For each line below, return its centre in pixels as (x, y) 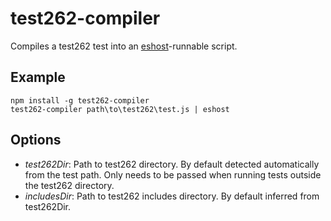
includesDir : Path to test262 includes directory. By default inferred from (172, 196)
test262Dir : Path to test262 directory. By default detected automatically (172, 164)
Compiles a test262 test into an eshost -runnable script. (124, 46)
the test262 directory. (69, 185)
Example (38, 77)
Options (36, 140)
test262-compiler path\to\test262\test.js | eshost (120, 109)
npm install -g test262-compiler (80, 100)
